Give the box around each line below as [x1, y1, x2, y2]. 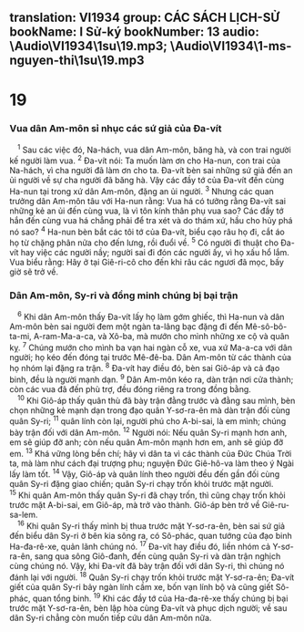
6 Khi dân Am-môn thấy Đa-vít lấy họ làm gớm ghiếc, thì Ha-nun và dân [17, 310, 285, 323]
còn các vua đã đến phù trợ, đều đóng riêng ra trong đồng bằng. [9, 384, 252, 395]
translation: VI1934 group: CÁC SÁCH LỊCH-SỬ [9, 10, 280, 26]
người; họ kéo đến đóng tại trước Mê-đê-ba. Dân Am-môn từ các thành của [9, 351, 292, 362]
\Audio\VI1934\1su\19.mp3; [9, 38, 168, 54]
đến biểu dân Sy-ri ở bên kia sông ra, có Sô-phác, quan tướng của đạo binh [9, 530, 293, 541]
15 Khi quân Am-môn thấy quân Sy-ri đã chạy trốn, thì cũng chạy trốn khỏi [9, 488, 286, 501]
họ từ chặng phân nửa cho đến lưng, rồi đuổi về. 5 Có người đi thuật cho [9, 235, 279, 248]
